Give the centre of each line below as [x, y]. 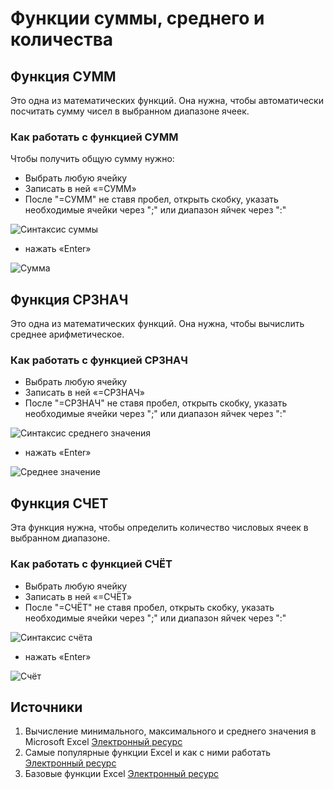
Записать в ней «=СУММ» [80, 189]
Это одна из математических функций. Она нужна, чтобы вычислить [157, 324]
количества [62, 39]
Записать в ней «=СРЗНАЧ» [85, 393]
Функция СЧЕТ [59, 503]
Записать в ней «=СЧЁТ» [78, 596]
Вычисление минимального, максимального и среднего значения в [170, 731]
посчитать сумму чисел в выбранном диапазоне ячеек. [130, 111]
